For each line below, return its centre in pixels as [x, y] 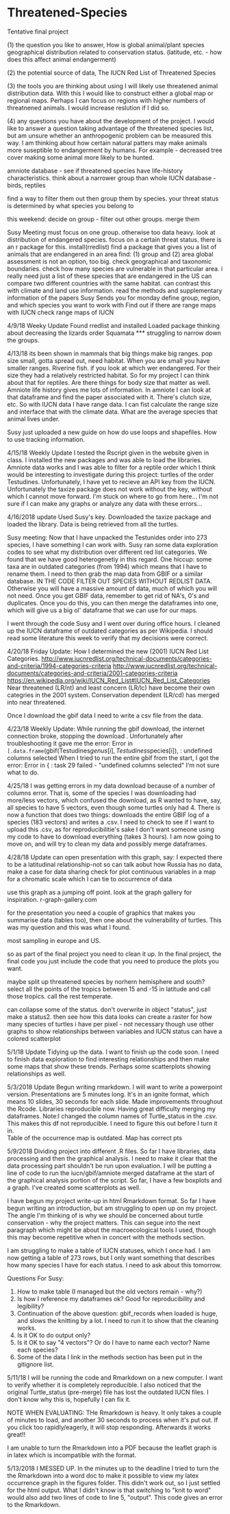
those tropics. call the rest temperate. [60, 996]
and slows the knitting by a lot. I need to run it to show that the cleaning [118, 1320]
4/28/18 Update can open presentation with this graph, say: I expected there [115, 857]
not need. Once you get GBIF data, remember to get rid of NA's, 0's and [108, 595]
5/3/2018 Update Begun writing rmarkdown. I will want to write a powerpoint [115, 1087]
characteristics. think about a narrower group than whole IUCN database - [112, 178]
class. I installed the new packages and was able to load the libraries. [105, 459]
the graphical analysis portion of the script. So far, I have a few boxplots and [115, 1180]
